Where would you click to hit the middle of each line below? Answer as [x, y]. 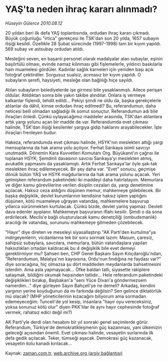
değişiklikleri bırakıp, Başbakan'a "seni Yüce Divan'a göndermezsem [76, 280]
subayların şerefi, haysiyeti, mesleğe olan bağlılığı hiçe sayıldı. [69, 80]
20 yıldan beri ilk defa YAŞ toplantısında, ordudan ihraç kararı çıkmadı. [78, 33]
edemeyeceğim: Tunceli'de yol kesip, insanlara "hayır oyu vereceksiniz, [79, 301]
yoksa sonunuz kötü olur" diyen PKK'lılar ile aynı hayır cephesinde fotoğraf [82, 307]
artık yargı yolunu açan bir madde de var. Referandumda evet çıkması [77, 122]
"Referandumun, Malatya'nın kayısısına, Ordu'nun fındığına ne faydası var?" [83, 259]
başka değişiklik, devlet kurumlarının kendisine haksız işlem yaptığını [76, 196]
